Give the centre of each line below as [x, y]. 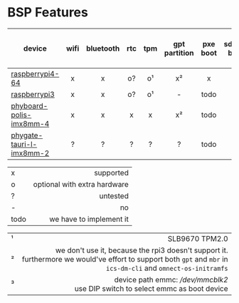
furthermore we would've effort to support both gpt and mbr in [125, 259]
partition [179, 53]
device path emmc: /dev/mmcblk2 [171, 279]
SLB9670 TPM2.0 [198, 238]
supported [111, 173]
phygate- [27, 135]
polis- [21, 115]
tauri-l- [24, 144]
